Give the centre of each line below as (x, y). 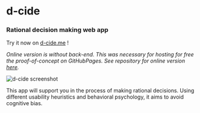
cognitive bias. (24, 103)
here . (13, 67)
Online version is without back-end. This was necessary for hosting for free (100, 55)
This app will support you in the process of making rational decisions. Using (100, 91)
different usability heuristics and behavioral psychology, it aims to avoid (95, 97)
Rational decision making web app (57, 30)
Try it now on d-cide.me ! (38, 43)
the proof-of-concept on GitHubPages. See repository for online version (96, 61)
